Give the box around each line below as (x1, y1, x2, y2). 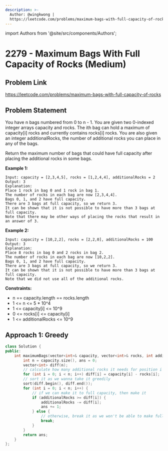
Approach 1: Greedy (5, 330, 68, 339)
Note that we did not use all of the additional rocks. (5, 276, 124, 281)
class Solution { (5, 344, 41, 349)
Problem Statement (5, 106, 67, 114)
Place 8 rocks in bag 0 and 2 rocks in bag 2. (5, 250, 104, 255)
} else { (31, 409, 50, 414)
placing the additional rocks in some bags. (5, 155, 92, 161)
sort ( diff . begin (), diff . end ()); (23, 381, 93, 386)
